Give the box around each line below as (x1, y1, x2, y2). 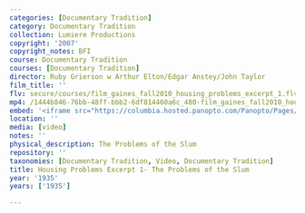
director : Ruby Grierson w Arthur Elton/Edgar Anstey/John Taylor (9, 73, 266, 82)
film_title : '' (9, 81, 67, 90)
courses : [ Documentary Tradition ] (9, 64, 141, 73)
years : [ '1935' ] (9, 182, 71, 191)
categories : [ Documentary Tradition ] (9, 13, 152, 23)
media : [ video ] (9, 123, 67, 132)
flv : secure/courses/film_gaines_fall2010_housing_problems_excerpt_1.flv (9, 89, 299, 98)
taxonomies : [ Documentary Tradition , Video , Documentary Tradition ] (9, 156, 274, 166)
